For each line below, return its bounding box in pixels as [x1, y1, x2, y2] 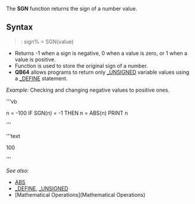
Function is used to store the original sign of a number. [14, 62, 148, 69]
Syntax [6, 22, 33, 32]
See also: [6, 167, 29, 174]
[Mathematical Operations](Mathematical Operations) [14, 191, 146, 198]
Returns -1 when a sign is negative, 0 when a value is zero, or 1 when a [14, 49, 188, 57]
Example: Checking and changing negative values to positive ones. [6, 86, 170, 93]
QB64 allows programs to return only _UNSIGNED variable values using [14, 68, 190, 76]
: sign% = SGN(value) [20, 38, 74, 45]
